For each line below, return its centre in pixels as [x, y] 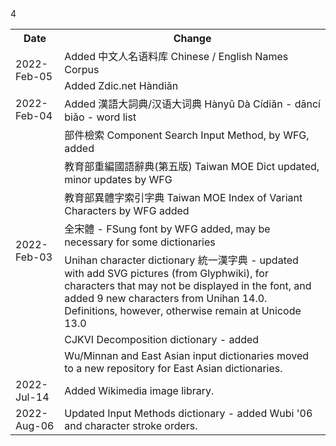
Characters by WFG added [127, 210]
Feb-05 [34, 76]
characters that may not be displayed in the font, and [188, 285]
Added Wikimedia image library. [139, 390]
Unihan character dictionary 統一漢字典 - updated [181, 260]
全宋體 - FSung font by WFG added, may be [167, 229]
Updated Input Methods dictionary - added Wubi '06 [188, 413]
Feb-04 [34, 115]
